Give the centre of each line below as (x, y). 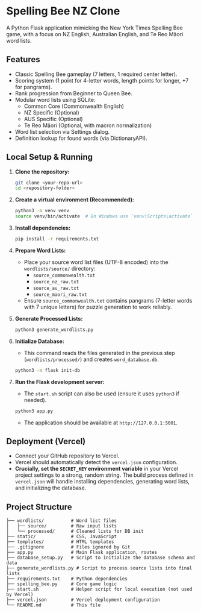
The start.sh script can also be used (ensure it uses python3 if (101, 394)
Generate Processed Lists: (49, 318)
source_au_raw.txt (56, 288)
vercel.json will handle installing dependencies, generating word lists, (102, 482)
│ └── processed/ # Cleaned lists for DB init (75, 532)
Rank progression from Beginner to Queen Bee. (73, 93)
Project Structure (39, 507)
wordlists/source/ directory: (60, 268)
